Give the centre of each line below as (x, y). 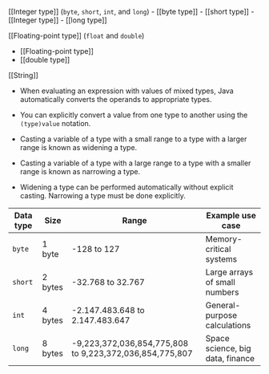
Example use (231, 215)
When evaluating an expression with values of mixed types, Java (126, 91)
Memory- (224, 239)
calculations (228, 325)
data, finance (230, 358)
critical (218, 249)
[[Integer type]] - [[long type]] (58, 20)
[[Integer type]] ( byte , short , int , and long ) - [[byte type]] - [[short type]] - (131, 12)
